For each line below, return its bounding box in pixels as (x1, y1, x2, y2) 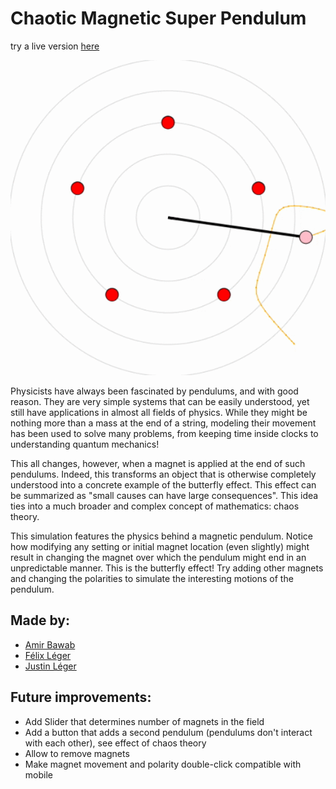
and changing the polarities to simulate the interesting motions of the (10, 572, 294, 584)
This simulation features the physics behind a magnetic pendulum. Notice (10, 530, 313, 542)
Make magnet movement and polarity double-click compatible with (24, 758, 302, 770)
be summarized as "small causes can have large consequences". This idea (10, 489, 319, 501)
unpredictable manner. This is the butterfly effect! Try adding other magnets (10, 562, 324, 574)
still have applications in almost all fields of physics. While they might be (10, 406, 308, 418)
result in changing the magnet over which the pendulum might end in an (10, 551, 307, 563)
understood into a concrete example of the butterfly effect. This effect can (10, 478, 317, 491)
